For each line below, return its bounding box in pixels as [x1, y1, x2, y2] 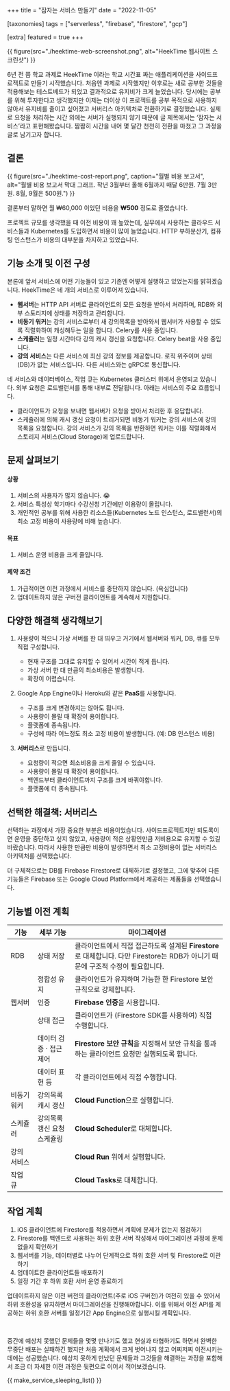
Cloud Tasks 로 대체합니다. [75, 1175, 158, 1185]
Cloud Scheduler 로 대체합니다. [75, 1124, 172, 1134]
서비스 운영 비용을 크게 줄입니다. [16, 551, 103, 559]
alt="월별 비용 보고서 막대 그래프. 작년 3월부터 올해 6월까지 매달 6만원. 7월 [7, 181, 207, 189]
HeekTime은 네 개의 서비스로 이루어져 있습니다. [21, 286, 149, 294]
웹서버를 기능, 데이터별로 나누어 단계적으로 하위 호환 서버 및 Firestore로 [16, 1251, 209, 1259]
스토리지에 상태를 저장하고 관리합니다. [24, 308, 125, 317]
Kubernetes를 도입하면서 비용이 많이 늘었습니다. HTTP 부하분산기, [30, 227, 209, 235]
